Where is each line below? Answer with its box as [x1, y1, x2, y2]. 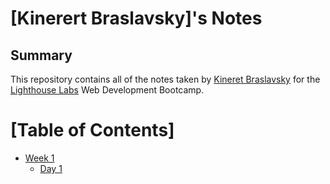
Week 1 [24, 152, 55, 164]
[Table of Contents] [10, 119, 175, 142]
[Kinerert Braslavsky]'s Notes [10, 7, 263, 30]
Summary [10, 47, 73, 64]
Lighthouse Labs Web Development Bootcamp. [10, 84, 205, 96]
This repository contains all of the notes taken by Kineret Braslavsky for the [10, 73, 321, 85]
